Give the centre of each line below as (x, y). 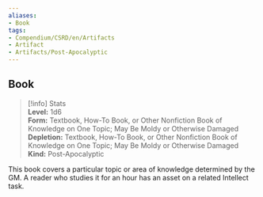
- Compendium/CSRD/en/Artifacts (61, 38)
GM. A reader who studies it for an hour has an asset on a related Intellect (129, 177)
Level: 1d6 (44, 112)
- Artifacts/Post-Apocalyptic (58, 52)
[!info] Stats (47, 103)
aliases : (23, 15)
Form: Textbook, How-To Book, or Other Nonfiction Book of (125, 120)
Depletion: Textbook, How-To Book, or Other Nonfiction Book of (132, 137)
